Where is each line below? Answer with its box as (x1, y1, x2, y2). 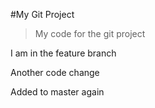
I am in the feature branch (10, 47, 117, 59)
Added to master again (10, 86, 105, 98)
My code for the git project (34, 28, 146, 39)
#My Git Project (10, 9, 75, 20)
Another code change (10, 67, 100, 78)
